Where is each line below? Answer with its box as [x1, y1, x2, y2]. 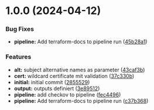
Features [5, 53, 32, 61]
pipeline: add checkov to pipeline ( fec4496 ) [13, 91, 121, 98]
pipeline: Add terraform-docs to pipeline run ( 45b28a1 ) [13, 38, 148, 45]
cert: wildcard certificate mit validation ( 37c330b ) [13, 72, 135, 80]
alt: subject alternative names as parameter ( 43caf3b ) [13, 66, 145, 73]
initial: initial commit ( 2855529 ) [13, 78, 90, 85]
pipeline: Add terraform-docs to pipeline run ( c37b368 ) [13, 97, 149, 104]
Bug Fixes [5, 25, 35, 33]
